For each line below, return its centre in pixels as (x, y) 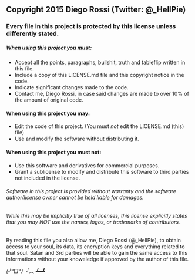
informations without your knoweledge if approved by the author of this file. (97, 259)
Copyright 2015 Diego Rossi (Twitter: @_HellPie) (96, 10)
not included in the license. (47, 178)
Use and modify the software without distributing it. (77, 139)
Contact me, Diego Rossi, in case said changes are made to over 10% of (102, 94)
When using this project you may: (48, 113)
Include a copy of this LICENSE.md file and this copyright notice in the (99, 75)
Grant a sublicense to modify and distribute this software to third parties (102, 171)
